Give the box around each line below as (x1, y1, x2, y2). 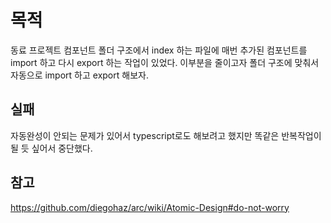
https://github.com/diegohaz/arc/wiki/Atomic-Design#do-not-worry (10, 201, 290, 213)
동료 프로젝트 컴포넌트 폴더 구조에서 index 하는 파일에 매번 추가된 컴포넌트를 (10, 44, 308, 56)
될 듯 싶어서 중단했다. (10, 142, 93, 154)
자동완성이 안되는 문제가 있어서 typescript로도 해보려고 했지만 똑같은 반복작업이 (10, 129, 322, 141)
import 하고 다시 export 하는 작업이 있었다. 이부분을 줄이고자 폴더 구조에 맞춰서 (10, 56, 320, 68)
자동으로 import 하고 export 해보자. (10, 69, 149, 81)
